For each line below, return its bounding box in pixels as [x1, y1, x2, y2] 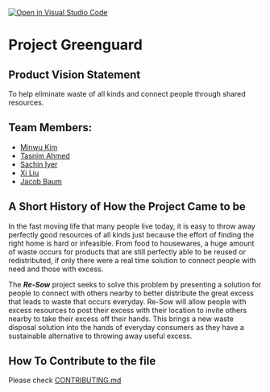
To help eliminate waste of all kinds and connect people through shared [8, 89, 246, 98]
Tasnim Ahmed [19, 151, 70, 160]
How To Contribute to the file [8, 354, 156, 368]
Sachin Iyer [19, 159, 58, 169]
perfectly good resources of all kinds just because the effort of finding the [8, 229, 255, 239]
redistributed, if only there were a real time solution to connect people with [8, 255, 256, 265]
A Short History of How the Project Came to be [8, 200, 246, 213]
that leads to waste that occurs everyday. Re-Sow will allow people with [8, 296, 247, 306]
